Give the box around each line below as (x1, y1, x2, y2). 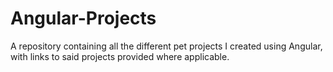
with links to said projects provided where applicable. (10, 50, 230, 62)
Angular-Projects (10, 7, 157, 30)
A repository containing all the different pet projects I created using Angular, (10, 40, 323, 52)
